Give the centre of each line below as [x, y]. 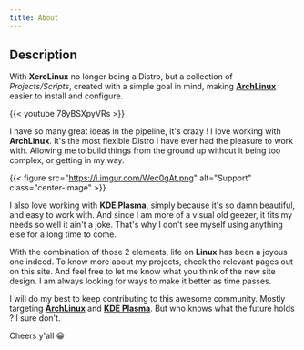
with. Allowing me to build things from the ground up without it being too [145, 150]
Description [43, 55]
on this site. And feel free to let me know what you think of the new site [142, 272]
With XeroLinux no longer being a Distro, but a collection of [122, 77]
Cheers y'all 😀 [37, 336]
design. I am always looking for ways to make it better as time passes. [141, 281]
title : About [34, 18]
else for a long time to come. [63, 234]
